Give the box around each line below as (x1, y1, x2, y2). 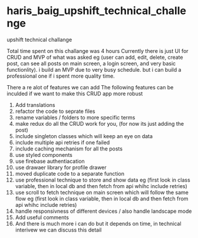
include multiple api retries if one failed (15, 139, 110, 146)
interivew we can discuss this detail (15, 226, 102, 233)
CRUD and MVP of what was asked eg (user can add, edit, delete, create (6, 53, 183, 61)
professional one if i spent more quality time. (6, 72, 115, 79)
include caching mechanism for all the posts (15, 145, 123, 152)
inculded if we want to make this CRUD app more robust (6, 90, 143, 97)
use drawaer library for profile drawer (15, 163, 107, 171)
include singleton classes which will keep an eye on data (15, 132, 153, 139)
